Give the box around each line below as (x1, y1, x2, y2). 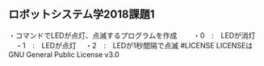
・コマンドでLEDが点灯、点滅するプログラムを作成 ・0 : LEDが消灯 (8, 31, 256, 40)
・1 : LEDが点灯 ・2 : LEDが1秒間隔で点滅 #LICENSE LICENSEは (15, 40, 254, 50)
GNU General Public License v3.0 (8, 49, 119, 59)
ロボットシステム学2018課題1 (8, 7, 155, 22)
